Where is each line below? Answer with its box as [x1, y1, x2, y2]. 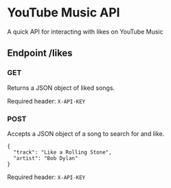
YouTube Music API [7, 5, 120, 21]
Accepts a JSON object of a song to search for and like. [7, 129, 165, 138]
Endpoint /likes [7, 47, 73, 59]
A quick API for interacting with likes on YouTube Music [7, 27, 163, 36]
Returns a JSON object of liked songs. [7, 84, 115, 92]
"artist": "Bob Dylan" [13, 154, 78, 162]
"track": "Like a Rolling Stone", [13, 149, 112, 156]
